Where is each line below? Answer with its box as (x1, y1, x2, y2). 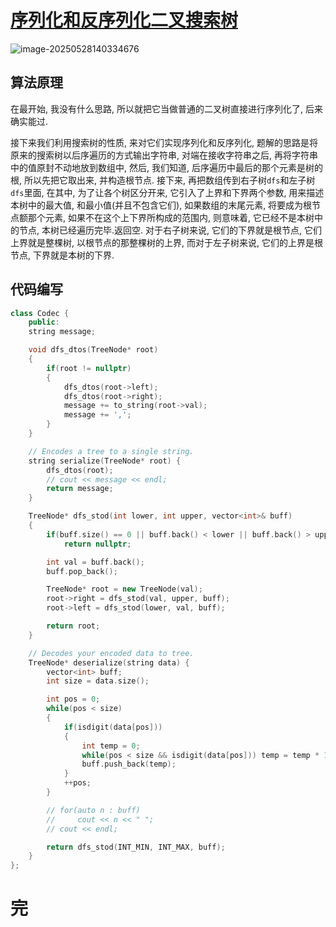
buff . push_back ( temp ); (81, 759, 177, 770)
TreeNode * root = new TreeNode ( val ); (46, 584, 203, 595)
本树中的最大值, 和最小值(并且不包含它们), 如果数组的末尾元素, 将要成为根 (10, 199, 313, 211)
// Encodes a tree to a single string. (28, 446, 195, 456)
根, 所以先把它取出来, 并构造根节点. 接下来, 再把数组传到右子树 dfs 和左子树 (10, 174, 316, 186)
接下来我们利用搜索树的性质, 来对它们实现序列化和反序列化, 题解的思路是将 (10, 136, 318, 148)
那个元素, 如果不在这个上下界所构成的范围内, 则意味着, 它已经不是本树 (27, 211, 315, 223)
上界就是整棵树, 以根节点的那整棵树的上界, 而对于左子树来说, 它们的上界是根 (10, 236, 323, 248)
